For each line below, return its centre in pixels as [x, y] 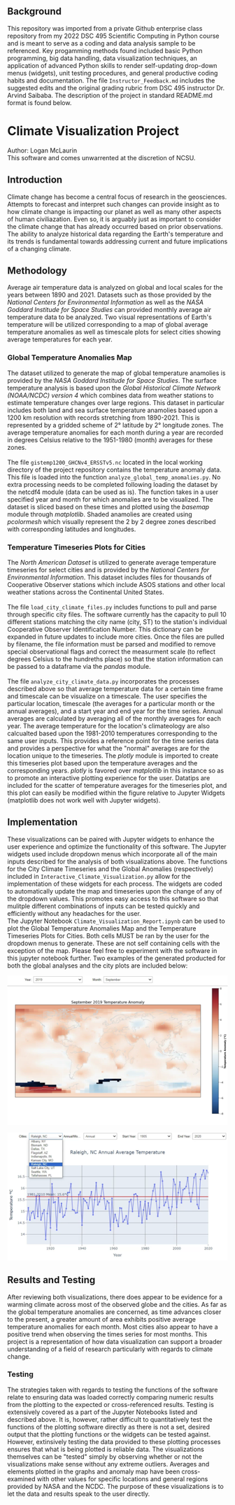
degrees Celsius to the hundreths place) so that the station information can [115, 659]
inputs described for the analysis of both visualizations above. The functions [117, 861]
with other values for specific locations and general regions [122, 1478]
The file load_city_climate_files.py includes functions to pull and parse [112, 607]
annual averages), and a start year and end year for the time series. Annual [115, 711]
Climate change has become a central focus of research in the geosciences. [117, 197]
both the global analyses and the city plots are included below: [98, 966]
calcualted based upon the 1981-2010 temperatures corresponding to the [113, 733]
